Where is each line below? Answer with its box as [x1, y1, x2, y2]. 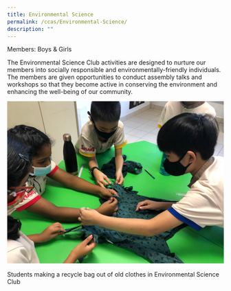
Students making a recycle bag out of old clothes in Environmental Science [7, 270, 220, 279]
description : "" [7, 25, 54, 32]
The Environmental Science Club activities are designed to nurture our [7, 58, 206, 67]
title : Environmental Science [7, 11, 94, 18]
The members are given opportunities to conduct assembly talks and [7, 73, 203, 82]
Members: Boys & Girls [7, 45, 72, 54]
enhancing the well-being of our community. [7, 88, 133, 96]
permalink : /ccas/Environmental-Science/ [7, 18, 128, 25]
